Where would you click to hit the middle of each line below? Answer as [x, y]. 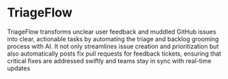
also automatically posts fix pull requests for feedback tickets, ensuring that [114, 54]
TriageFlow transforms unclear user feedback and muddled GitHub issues [112, 32]
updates [19, 68]
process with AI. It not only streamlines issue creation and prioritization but [113, 46]
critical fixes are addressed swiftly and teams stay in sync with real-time [109, 60]
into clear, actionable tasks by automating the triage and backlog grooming [113, 38]
